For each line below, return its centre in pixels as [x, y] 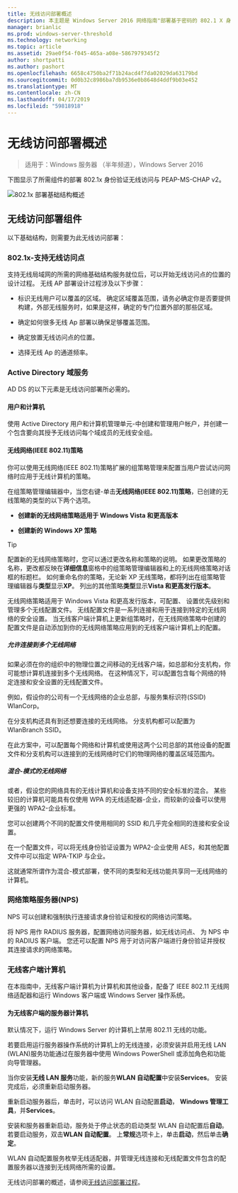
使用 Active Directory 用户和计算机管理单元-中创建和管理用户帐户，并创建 [115, 424]
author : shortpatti [36, 60]
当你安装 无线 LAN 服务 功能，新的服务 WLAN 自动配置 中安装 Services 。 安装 [118, 1077]
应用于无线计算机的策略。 [57, 476]
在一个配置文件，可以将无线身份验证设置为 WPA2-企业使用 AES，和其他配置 [119, 847]
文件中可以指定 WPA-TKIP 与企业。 [58, 856]
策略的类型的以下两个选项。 [53, 500]
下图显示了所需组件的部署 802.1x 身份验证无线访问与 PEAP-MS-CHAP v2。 [116, 179]
